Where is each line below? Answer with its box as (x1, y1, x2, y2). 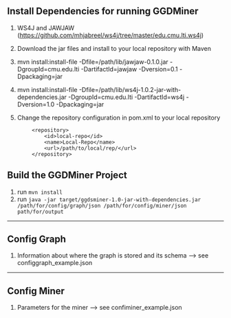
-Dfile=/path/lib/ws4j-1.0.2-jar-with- (78, 85, 181, 93)
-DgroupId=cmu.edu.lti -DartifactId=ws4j (67, 93, 185, 101)
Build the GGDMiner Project (7, 170, 127, 181)
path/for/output (16, 208, 64, 215)
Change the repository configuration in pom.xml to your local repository (16, 113, 221, 122)
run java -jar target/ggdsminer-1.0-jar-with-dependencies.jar (16, 195, 201, 203)
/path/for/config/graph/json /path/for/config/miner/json (16, 202, 187, 209)
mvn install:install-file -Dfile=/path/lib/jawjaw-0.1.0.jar (16, 58, 168, 66)
